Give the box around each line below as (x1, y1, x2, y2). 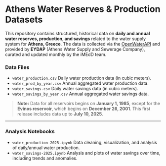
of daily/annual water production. (12, 145, 80, 151)
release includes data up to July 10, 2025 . (17, 111, 103, 117)
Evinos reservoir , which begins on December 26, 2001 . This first (17, 106, 151, 112)
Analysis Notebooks (5, 128, 55, 135)
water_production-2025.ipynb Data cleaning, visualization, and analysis (12, 139, 157, 145)
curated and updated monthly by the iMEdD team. (5, 51, 107, 57)
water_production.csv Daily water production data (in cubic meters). (12, 75, 152, 81)
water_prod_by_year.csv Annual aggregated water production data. (12, 80, 149, 86)
